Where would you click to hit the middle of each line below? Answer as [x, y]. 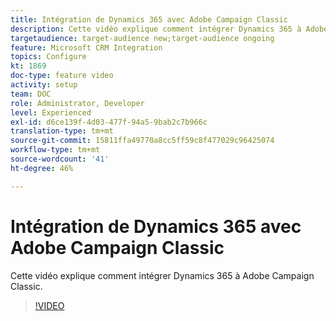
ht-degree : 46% [42, 168]
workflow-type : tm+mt [55, 150]
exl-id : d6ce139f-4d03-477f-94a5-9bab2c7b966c [109, 122]
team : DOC [31, 94]
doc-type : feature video [62, 76]
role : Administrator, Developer [77, 103]
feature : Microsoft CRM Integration [86, 47]
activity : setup [44, 85]
